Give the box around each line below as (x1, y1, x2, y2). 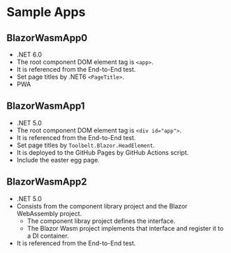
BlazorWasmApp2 (6, 176, 87, 188)
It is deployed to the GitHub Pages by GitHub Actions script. (16, 148, 189, 157)
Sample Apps (6, 4, 86, 20)
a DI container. (27, 231, 69, 240)
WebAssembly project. (16, 209, 82, 217)
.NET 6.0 (16, 50, 43, 59)
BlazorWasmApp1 (6, 100, 85, 112)
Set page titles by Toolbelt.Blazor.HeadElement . (16, 141, 155, 149)
